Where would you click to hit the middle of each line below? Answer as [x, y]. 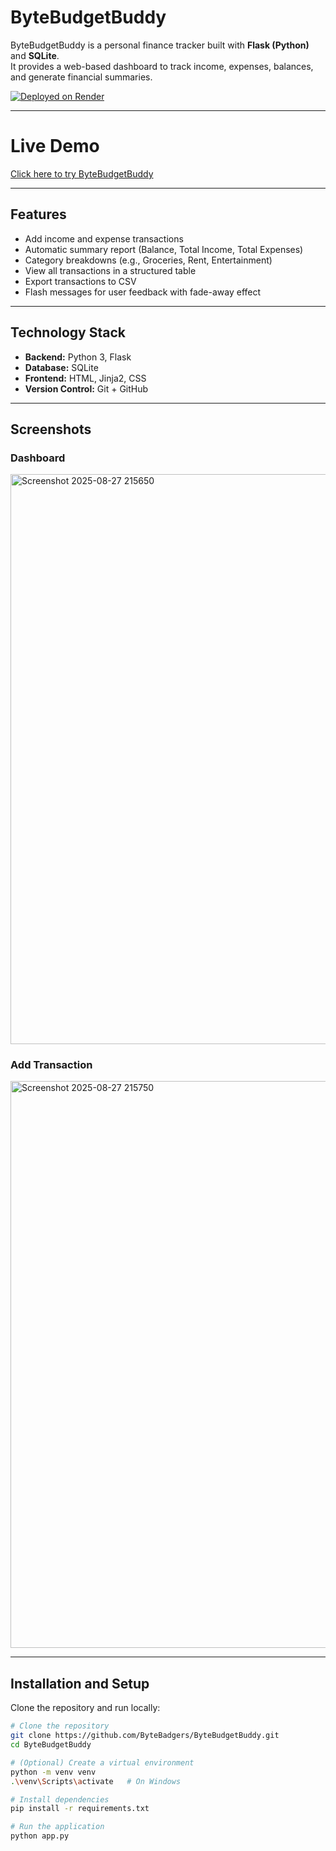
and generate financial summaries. [81, 77]
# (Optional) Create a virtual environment [102, 1762]
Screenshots [51, 429]
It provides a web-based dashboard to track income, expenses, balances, [162, 66]
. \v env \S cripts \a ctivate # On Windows [96, 1781]
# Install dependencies [60, 1799]
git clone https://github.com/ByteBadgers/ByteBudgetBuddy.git [145, 1736]
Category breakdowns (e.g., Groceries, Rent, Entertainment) [148, 260]
